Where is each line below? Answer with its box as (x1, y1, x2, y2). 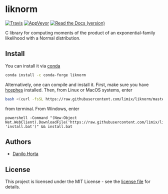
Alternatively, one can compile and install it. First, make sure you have (5, 81, 149, 87)
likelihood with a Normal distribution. (5, 35, 81, 41)
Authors (5, 137, 31, 146)
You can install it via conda (5, 62, 60, 68)
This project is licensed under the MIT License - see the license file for (5, 178, 151, 184)
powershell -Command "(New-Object (5, 115, 77, 120)
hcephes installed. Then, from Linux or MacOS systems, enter (5, 86, 132, 93)
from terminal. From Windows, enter (5, 105, 79, 111)
